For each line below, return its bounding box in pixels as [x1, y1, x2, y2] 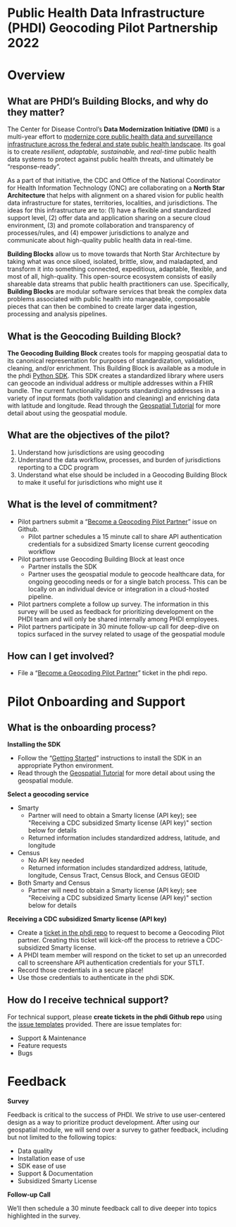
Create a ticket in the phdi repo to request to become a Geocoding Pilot [17, 929, 225, 937]
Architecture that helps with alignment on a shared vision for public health [7, 191, 224, 200]
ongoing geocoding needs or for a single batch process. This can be [27, 577, 228, 586]
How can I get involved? [7, 651, 115, 663]
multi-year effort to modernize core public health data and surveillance [7, 133, 213, 141]
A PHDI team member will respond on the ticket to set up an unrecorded [17, 951, 227, 960]
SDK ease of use [17, 1162, 67, 1171]
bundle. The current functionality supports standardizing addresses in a [7, 387, 216, 394]
